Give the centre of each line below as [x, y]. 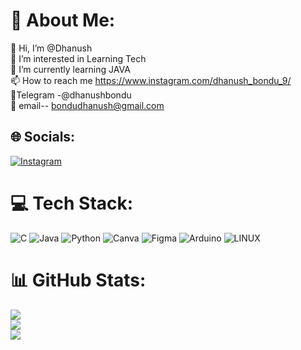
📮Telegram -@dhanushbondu [71, 95]
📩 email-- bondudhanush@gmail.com [87, 105]
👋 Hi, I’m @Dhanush [51, 48]
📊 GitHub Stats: [78, 280]
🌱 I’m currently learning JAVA [70, 69]
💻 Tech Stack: [72, 203]
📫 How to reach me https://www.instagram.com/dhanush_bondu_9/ [151, 80]
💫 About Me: [63, 20]
